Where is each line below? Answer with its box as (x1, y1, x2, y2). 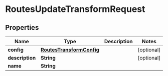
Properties (5, 23, 39, 32)
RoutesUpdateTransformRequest (5, 3, 145, 15)
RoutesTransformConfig (40, 46, 99, 53)
